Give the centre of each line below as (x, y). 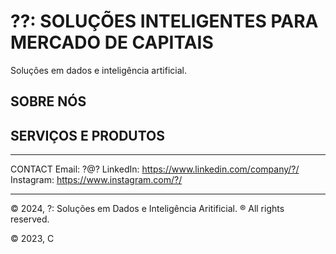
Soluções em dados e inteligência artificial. (98, 70)
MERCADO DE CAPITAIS (112, 42)
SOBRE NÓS (48, 101)
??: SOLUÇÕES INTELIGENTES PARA (164, 21)
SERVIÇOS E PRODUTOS (88, 135)
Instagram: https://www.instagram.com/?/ (96, 180)
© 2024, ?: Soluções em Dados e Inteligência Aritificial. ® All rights (147, 209)
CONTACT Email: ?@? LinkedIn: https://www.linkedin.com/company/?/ (155, 169)
